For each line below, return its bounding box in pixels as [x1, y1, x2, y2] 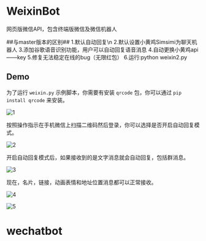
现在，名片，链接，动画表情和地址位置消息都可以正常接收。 [6, 179, 157, 186]
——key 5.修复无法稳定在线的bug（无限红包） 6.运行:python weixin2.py [6, 53, 188, 61]
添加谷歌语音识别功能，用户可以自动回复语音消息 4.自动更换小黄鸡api [23, 46, 199, 53]
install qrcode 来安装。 [6, 96, 69, 103]
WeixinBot [6, 4, 60, 18]
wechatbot [6, 224, 63, 238]
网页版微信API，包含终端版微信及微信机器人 [6, 25, 118, 32]
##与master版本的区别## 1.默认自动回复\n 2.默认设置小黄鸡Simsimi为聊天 [6, 38, 192, 45]
